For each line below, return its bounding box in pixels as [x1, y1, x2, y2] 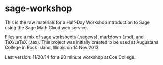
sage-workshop [5, 3, 73, 14]
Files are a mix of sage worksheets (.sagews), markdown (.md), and [5, 34, 144, 40]
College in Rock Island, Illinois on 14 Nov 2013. [5, 44, 100, 50]
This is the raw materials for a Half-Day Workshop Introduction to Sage [5, 19, 150, 25]
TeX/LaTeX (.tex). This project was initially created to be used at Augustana [5, 39, 159, 45]
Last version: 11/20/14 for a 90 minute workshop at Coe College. [5, 54, 136, 60]
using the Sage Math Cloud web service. [5, 24, 88, 30]
